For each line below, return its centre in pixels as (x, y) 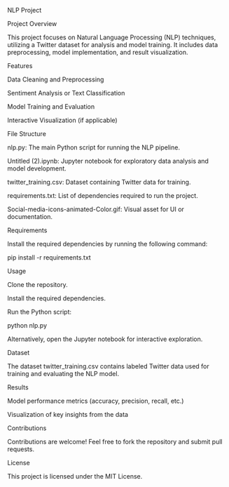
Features (20, 66)
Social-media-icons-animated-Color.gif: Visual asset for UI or (96, 209)
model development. (37, 168)
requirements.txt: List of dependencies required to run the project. (103, 195)
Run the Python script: (40, 312)
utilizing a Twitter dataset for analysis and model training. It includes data (113, 45)
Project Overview (32, 24)
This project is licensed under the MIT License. (75, 476)
